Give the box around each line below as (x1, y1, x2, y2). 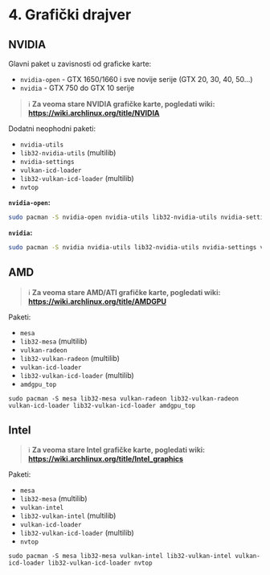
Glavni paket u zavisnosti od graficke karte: (8, 59, 152, 68)
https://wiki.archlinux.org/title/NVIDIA (27, 109, 160, 117)
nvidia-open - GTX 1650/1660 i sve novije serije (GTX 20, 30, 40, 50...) (19, 75, 253, 84)
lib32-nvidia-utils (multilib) (19, 148, 117, 158)
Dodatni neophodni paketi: (8, 124, 96, 133)
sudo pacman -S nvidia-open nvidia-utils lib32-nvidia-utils (8, 213, 218, 221)
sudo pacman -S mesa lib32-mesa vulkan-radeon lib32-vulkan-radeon (8, 394, 239, 403)
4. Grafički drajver (8, 6, 132, 24)
